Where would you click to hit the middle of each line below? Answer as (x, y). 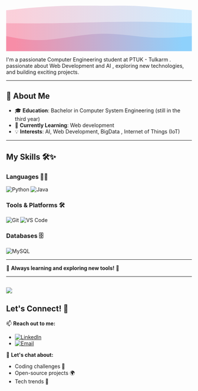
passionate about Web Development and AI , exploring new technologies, (95, 66)
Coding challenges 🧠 (40, 366)
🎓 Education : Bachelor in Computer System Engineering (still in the (98, 110)
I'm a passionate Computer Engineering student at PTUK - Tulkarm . (89, 59)
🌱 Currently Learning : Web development (65, 125)
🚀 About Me (28, 96)
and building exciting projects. (43, 72)
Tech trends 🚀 (32, 381)
